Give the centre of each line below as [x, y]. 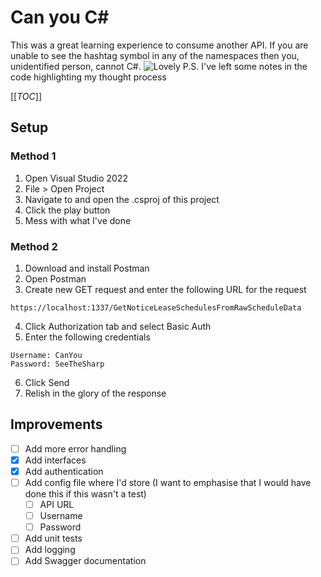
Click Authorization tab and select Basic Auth [118, 326]
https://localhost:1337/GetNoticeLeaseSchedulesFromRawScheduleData [156, 307]
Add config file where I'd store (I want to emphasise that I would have [168, 482]
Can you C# [60, 17]
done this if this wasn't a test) [85, 493]
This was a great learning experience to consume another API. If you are [159, 45]
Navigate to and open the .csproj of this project [122, 199]
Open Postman [55, 278]
